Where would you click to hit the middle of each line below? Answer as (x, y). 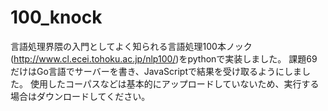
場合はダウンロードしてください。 (80, 96)
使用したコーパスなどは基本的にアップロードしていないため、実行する (174, 83)
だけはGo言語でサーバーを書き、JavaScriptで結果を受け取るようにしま (156, 71)
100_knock (56, 17)
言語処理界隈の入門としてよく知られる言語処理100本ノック (131, 46)
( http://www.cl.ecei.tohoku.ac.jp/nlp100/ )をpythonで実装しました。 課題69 (164, 58)
